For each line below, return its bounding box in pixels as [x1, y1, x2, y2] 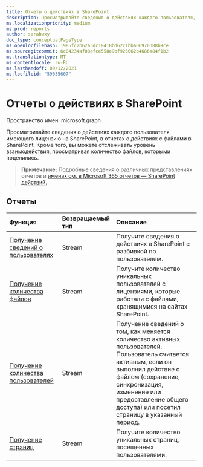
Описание [116, 218, 147, 226]
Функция [9, 218, 37, 226]
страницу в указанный [116, 411, 182, 419]
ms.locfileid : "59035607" [6, 71, 71, 77]
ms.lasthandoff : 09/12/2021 [6, 65, 77, 71]
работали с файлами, [116, 295, 179, 303]
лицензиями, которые [116, 287, 181, 295]
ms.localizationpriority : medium [6, 20, 91, 26]
